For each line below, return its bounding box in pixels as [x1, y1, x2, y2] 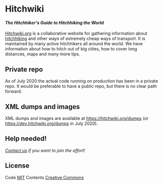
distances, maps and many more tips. [5, 51, 80, 57]
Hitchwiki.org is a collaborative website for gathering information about [5, 31, 147, 36]
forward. [5, 88, 22, 94]
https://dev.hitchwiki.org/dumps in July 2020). [5, 120, 98, 127]
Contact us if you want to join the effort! [5, 147, 85, 153]
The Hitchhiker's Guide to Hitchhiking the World [5, 19, 104, 25]
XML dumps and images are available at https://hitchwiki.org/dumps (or [5, 116, 149, 121]
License [5, 162, 30, 170]
